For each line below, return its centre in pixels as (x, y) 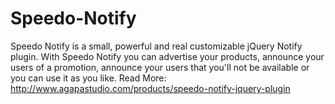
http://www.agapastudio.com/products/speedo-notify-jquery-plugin (150, 88)
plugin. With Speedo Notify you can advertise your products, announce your (167, 56)
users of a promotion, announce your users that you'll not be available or (160, 67)
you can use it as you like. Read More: (88, 78)
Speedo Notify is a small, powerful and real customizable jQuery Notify (156, 46)
